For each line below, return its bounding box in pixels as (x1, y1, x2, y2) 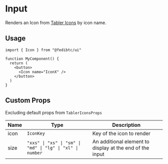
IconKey (26, 130, 45, 136)
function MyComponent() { (5, 56, 59, 61)
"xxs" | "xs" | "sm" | (26, 140, 81, 145)
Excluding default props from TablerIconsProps (5, 109, 102, 115)
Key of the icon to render (92, 130, 151, 137)
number (26, 150, 42, 155)
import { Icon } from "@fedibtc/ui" (5, 47, 81, 53)
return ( (9, 61, 28, 66)
